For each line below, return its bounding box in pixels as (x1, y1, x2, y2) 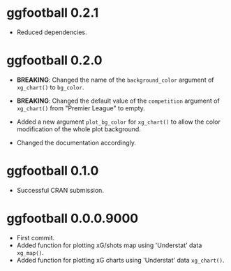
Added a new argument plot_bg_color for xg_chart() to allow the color (16, 117, 221, 126)
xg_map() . (16, 248, 45, 256)
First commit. (16, 233, 55, 242)
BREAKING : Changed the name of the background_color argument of (16, 75, 214, 84)
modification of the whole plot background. (16, 124, 141, 133)
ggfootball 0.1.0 (6, 163, 99, 179)
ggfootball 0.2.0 (6, 52, 103, 68)
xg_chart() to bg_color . (16, 82, 84, 91)
